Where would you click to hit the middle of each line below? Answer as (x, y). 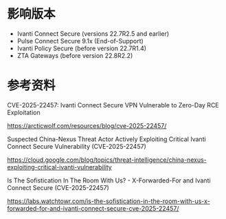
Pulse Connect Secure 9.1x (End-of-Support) (80, 41)
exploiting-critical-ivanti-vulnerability (59, 167)
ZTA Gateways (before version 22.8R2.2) (75, 55)
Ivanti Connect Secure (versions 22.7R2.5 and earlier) (93, 33)
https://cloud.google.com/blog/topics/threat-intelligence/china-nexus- (107, 160)
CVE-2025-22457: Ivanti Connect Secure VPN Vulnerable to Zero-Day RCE (113, 105)
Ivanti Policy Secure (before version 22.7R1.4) (81, 48)
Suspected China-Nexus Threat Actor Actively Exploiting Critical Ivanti (106, 139)
